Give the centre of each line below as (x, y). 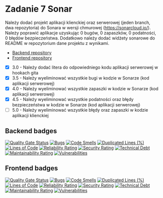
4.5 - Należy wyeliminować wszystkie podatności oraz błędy (73, 99)
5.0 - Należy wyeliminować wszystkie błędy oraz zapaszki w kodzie (80, 110)
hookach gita (25, 73)
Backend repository (32, 53)
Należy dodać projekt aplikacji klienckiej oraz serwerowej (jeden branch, (78, 22)
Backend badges (31, 131)
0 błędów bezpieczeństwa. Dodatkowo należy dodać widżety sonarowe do (80, 38)
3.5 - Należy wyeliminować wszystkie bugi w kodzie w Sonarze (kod (81, 78)
